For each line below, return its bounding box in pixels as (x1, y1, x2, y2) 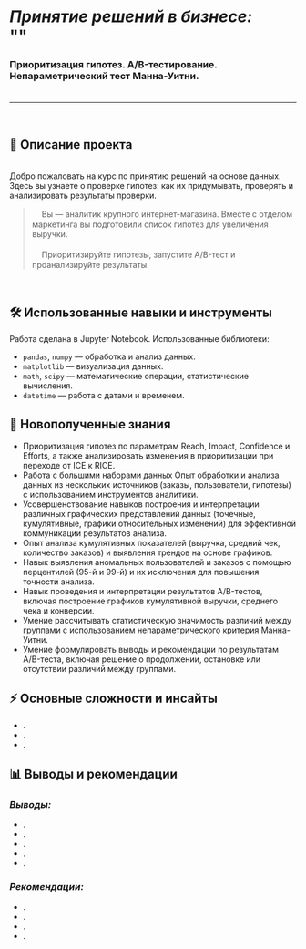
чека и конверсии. (22, 604, 95, 616)
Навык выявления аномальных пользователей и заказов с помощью (22, 556, 291, 567)
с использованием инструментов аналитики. (22, 489, 199, 500)
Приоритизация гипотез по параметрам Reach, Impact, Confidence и (22, 440, 291, 451)
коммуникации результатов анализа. (22, 527, 167, 539)
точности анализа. (22, 576, 96, 587)
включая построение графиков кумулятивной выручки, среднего (22, 595, 279, 606)
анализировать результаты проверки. (9, 190, 158, 201)
